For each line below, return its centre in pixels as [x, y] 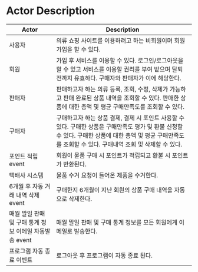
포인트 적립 [24, 156]
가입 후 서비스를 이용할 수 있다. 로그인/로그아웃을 [120, 60]
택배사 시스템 [26, 175]
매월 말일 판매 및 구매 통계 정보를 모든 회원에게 [117, 222]
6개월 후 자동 [26, 186]
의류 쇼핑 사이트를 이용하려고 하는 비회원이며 [114, 41]
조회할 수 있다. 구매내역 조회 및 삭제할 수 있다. [123, 144]
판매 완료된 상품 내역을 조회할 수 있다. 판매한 [121, 98]
